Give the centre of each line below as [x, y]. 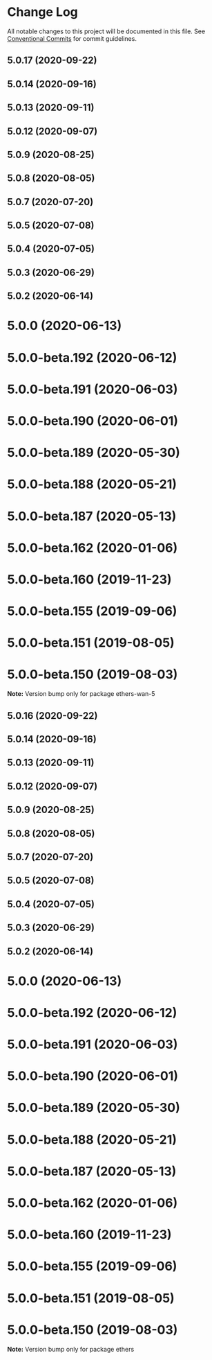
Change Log [42, 12]
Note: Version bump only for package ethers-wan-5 [81, 694]
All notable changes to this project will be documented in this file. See [106, 31]
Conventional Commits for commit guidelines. [72, 38]
